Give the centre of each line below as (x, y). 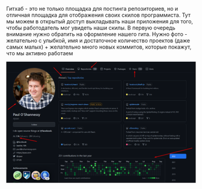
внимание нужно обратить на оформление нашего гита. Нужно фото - (97, 34)
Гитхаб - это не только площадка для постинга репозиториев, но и (92, 9)
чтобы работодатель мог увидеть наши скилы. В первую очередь (91, 28)
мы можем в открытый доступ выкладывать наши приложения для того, (100, 21)
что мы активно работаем (40, 53)
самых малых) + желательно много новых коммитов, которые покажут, (99, 47)
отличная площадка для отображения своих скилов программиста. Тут (99, 15)
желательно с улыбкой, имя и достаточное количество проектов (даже (98, 40)
